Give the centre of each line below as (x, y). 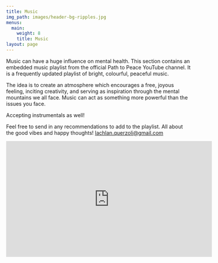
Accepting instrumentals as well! (46, 115)
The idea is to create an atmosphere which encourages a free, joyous (90, 85)
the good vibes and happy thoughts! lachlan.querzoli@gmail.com (85, 132)
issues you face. (26, 104)
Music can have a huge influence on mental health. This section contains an (98, 61)
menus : (14, 22)
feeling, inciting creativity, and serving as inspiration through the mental (93, 91)
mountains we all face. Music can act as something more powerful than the (97, 97)
